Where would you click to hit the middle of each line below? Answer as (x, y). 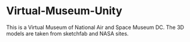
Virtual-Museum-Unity (64, 11)
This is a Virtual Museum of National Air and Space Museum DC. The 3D (95, 27)
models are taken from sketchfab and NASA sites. (68, 33)
